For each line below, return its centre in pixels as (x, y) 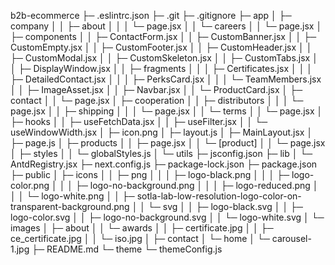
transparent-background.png (70, 206)
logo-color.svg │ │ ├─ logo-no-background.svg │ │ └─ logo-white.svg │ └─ (167, 217)
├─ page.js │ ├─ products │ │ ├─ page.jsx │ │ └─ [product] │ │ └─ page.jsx (168, 143)
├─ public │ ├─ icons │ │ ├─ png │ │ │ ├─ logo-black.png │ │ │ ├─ (150, 174)
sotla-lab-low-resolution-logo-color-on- (219, 196)
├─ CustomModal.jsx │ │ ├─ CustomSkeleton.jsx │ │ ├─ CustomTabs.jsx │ (164, 58)
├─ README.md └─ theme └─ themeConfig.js (127, 249)
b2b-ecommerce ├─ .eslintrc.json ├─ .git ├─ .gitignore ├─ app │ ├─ (151, 15)
